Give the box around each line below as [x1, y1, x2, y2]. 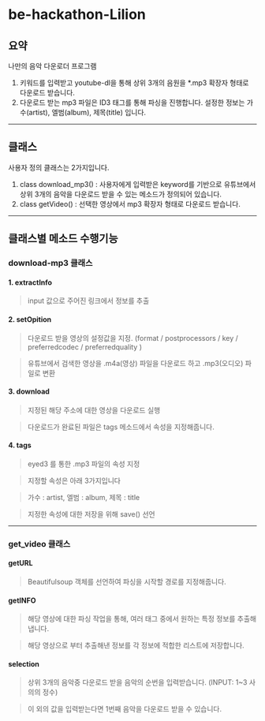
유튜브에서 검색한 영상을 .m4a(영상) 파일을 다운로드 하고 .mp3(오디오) [27, 358, 244, 368]
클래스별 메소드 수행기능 [8, 232, 118, 245]
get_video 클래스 [8, 538, 71, 549]
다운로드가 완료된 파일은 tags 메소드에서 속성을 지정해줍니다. [27, 422, 215, 431]
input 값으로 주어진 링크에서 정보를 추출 [27, 296, 150, 305]
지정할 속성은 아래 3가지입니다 [27, 476, 121, 485]
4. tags [8, 440, 32, 450]
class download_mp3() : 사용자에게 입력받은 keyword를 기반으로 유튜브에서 [19, 179, 256, 189]
